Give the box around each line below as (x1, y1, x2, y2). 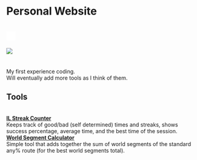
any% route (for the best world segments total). (6, 147, 125, 154)
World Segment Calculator (6, 134, 75, 141)
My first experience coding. (6, 68, 76, 75)
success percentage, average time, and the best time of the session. (6, 127, 178, 134)
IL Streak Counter (6, 114, 52, 122)
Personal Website (6, 4, 97, 18)
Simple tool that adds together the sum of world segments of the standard (6, 140, 192, 147)
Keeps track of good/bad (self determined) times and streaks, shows (6, 120, 178, 128)
